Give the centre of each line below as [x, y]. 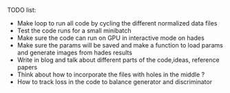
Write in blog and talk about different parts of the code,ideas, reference [118, 60]
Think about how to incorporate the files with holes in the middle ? [111, 74]
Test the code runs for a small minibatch [74, 31]
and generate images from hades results [75, 52]
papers [27, 67]
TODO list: [22, 10]
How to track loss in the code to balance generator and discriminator [114, 82]
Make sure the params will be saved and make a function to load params [120, 45]
